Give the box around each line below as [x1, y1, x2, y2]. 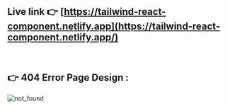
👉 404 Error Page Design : [7, 71, 129, 84]
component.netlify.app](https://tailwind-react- [7, 21, 221, 33]
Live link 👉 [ [7, 6, 64, 18]
